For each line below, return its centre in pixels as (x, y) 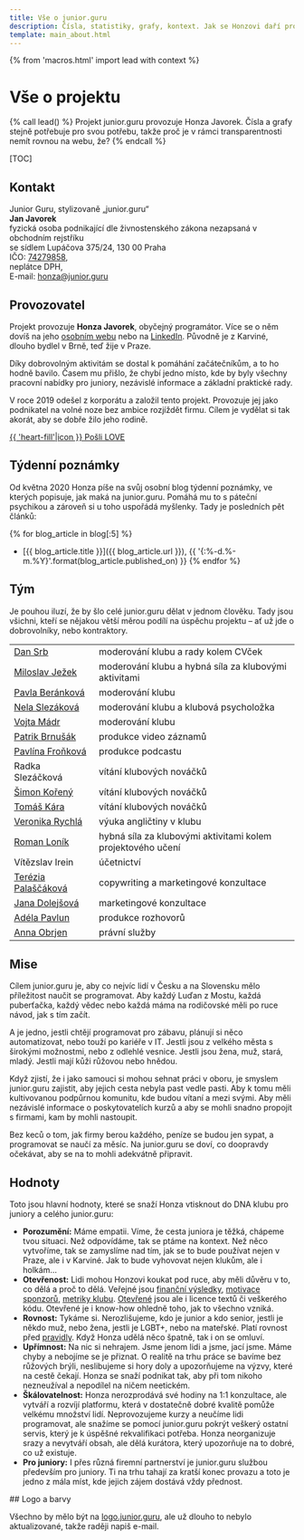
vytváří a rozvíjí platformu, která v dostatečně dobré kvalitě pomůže (148, 1405)
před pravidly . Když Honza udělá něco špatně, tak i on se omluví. (143, 1337)
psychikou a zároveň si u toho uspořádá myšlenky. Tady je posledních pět (147, 506)
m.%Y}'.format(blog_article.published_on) (100, 560)
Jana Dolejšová (47, 903)
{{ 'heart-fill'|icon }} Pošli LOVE (67, 436)
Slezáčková (38, 777)
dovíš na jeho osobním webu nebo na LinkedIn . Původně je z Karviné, (139, 336)
